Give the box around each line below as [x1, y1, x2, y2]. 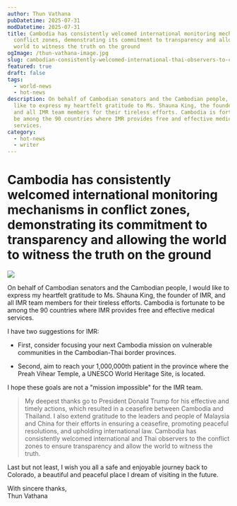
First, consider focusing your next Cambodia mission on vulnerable [17, 341, 213, 349]
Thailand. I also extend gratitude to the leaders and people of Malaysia [24, 412, 230, 421]
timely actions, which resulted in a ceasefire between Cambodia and [24, 404, 224, 413]
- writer [13, 142, 39, 149]
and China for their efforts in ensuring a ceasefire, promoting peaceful [24, 419, 229, 428]
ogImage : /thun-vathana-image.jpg [7, 50, 109, 57]
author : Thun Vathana [7, 10, 71, 18]
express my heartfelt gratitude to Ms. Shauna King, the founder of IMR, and [7, 291, 226, 300]
